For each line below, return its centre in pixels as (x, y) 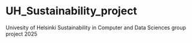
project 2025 (22, 33)
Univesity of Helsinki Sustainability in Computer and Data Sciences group (96, 27)
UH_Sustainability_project (71, 11)
